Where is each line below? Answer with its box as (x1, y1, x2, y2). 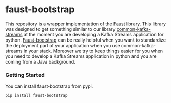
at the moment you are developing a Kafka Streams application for (23, 31, 164, 37)
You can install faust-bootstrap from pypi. (5, 83, 93, 89)
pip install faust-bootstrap (5, 93, 68, 98)
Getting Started (5, 71, 45, 78)
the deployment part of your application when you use (5, 42, 120, 48)
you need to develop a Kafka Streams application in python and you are (5, 53, 157, 59)
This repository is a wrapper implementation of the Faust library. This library (5, 20, 166, 27)
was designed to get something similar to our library (5, 26, 116, 32)
